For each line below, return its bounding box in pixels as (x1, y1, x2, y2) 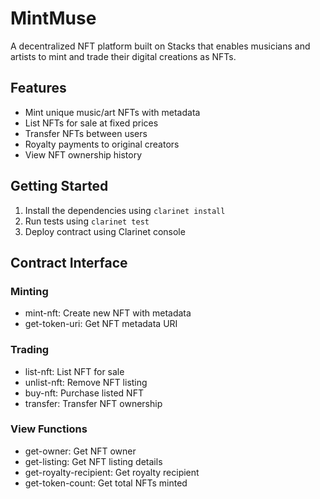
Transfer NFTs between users (24, 127, 148, 139)
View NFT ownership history (24, 148, 143, 161)
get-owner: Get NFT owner (24, 445, 137, 457)
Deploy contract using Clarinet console (24, 225, 186, 237)
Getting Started (10, 178, 109, 195)
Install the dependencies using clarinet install (24, 204, 226, 216)
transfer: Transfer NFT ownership (24, 397, 163, 409)
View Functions (10, 422, 88, 436)
